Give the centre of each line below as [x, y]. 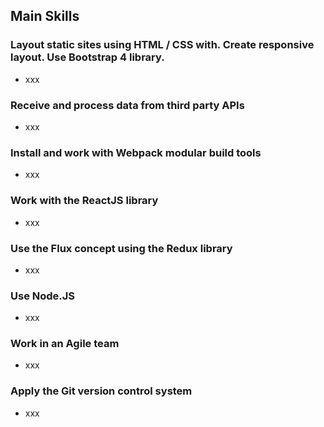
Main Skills [45, 16]
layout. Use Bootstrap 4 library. [87, 57]
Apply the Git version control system [101, 391]
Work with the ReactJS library [84, 201]
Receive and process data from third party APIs [127, 105]
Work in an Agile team [65, 344]
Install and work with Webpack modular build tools [136, 152]
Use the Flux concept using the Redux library [121, 248]
